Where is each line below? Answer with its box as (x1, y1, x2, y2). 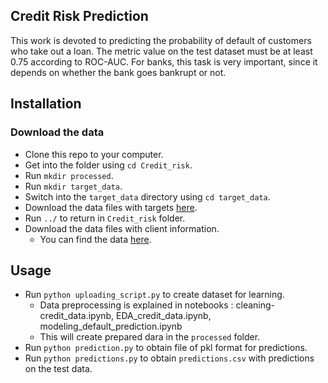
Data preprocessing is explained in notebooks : (39, 299, 234, 311)
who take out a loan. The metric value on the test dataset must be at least (10, 45, 313, 57)
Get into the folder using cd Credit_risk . (24, 159, 193, 171)
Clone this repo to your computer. (24, 148, 164, 160)
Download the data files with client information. (24, 222, 220, 234)
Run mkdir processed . (24, 169, 114, 181)
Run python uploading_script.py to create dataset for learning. (24, 289, 285, 301)
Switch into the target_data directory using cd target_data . (24, 190, 271, 203)
